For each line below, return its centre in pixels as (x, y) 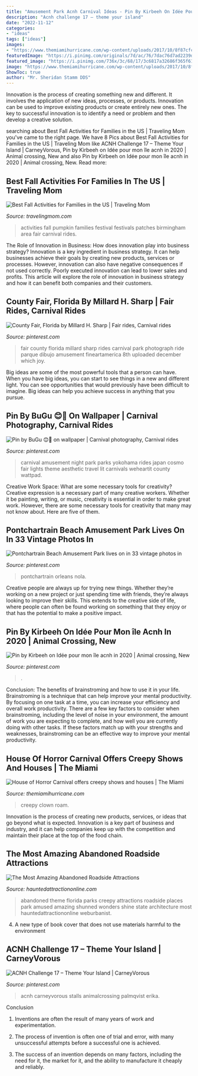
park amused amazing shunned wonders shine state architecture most (106, 907)
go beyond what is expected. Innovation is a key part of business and (90, 823)
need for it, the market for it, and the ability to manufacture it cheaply (98, 1061)
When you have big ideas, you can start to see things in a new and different (98, 378)
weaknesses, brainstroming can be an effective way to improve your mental (98, 734)
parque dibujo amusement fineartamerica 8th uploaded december (101, 354)
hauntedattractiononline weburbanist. (66, 913)
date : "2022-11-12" (30, 22)
